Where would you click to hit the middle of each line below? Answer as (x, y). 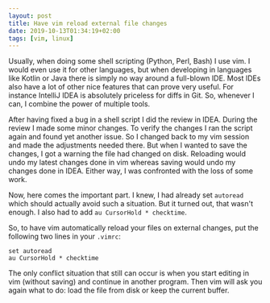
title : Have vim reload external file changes (88, 23)
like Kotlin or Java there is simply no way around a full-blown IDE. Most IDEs (135, 78)
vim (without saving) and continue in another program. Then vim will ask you (135, 282)
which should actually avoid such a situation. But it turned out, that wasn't (131, 204)
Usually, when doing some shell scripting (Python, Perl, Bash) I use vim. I (129, 61)
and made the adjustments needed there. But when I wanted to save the (128, 145)
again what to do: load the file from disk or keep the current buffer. (119, 290)
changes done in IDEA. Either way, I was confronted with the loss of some (131, 171)
